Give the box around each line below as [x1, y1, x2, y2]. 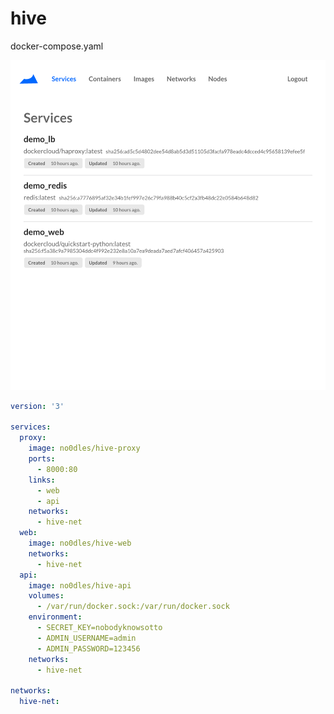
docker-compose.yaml [10, 40, 104, 52]
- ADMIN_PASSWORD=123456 [36, 643, 141, 654]
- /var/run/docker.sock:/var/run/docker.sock [36, 602, 230, 612]
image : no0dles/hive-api [28, 580, 132, 591]
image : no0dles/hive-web [28, 538, 132, 549]
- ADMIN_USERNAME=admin [36, 633, 137, 643]
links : [28, 475, 56, 485]
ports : [28, 454, 56, 464]
